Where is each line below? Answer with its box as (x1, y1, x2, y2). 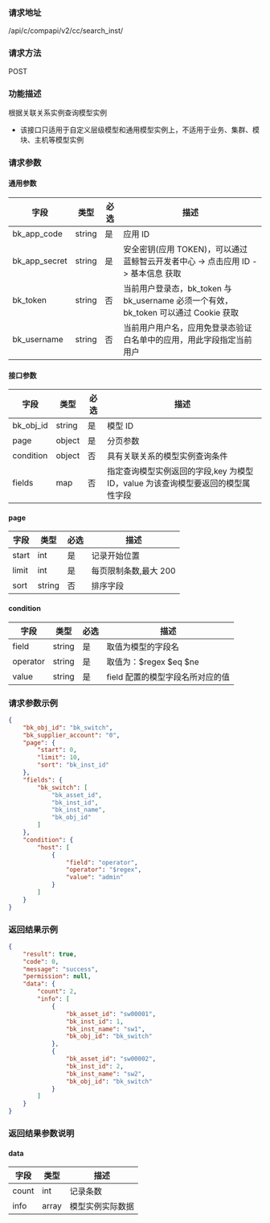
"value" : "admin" (65, 874, 125, 882)
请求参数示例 (8, 697, 59, 709)
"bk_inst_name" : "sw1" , (65, 1025, 146, 1033)
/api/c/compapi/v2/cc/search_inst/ (8, 26, 124, 35)
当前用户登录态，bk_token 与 (123, 283, 232, 295)
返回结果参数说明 (8, 1128, 75, 1139)
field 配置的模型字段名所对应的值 (106, 671, 231, 682)
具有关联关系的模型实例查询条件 (107, 451, 228, 462)
